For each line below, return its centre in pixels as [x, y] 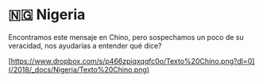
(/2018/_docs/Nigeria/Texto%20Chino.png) [79, 69]
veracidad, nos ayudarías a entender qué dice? [85, 45]
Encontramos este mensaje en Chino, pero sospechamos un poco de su [126, 37]
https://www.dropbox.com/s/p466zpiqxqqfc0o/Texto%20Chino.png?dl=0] [133, 61]
